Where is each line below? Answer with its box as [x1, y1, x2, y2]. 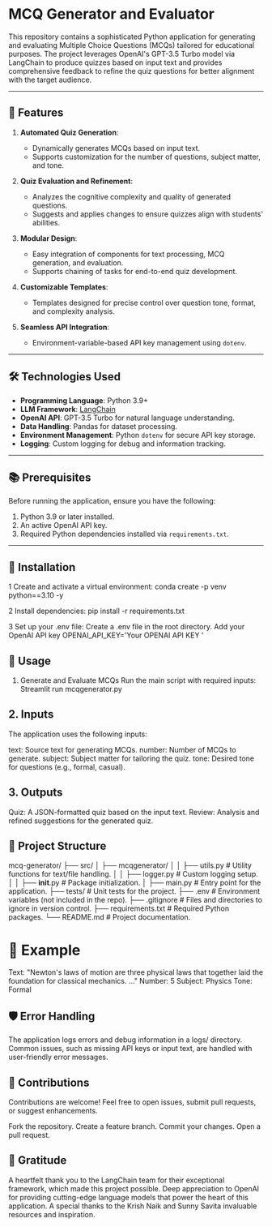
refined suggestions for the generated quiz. [8, 816, 154, 826]
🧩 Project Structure [8, 839, 107, 853]
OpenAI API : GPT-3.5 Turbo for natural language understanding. [19, 413, 235, 423]
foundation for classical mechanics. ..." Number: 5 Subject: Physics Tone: [8, 976, 253, 986]
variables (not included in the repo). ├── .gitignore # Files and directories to [8, 895, 263, 905]
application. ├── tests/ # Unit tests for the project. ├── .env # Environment [8, 886, 261, 896]
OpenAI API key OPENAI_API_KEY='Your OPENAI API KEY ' [8, 630, 204, 641]
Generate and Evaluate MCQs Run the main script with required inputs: [19, 676, 257, 685]
